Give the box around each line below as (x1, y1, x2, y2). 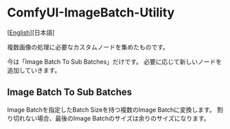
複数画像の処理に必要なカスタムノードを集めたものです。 (7, 43, 170, 51)
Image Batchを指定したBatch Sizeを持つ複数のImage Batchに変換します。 (7, 105, 216, 114)
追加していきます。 (7, 66, 61, 74)
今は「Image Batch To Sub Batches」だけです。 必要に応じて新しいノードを (7, 57, 222, 66)
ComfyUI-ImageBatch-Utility (7, 5, 175, 21)
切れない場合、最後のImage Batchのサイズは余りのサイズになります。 (12, 114, 211, 122)
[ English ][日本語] (7, 28, 55, 36)
